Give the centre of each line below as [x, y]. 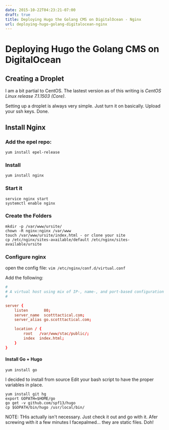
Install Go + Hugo [24, 359]
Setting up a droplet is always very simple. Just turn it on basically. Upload [83, 106]
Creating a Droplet [35, 78]
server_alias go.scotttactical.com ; [53, 320]
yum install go [21, 370]
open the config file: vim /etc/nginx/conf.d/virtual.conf [65, 268]
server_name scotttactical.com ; [50, 315]
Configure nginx [26, 257]
